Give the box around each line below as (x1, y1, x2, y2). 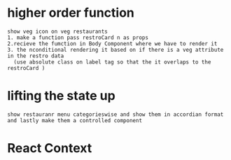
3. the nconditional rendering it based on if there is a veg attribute (7, 46, 224, 53)
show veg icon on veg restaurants (7, 28, 108, 35)
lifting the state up (7, 88, 115, 104)
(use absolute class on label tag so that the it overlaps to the (13, 58, 211, 66)
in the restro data (7, 52, 64, 59)
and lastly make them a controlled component (7, 117, 142, 124)
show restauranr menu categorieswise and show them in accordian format (7, 110, 224, 118)
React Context (7, 140, 92, 157)
